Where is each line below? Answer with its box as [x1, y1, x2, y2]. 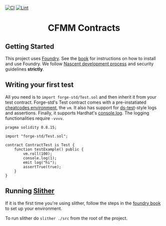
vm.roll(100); [23, 151, 52, 156]
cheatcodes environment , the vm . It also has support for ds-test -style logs [5, 104, 157, 110]
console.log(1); [23, 155, 57, 160]
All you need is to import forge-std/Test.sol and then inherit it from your [5, 94, 156, 100]
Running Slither [5, 187, 55, 195]
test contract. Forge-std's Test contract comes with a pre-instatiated [5, 99, 146, 105]
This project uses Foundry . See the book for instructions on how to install [5, 56, 156, 61]
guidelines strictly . [5, 66, 44, 72]
